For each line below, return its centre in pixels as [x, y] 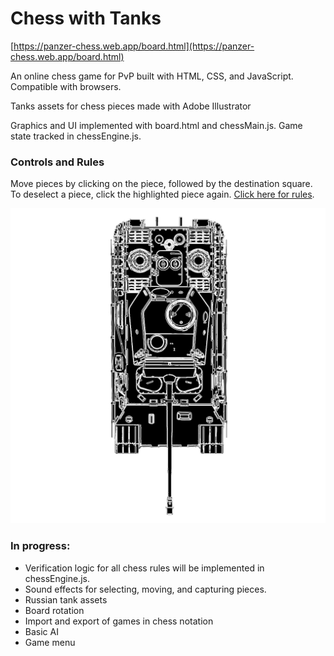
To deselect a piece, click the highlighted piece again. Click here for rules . [162, 194]
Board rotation [54, 610]
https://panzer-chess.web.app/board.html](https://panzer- [134, 46]
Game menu [50, 642]
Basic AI [41, 631]
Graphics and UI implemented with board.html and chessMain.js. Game [156, 125]
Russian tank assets [66, 599]
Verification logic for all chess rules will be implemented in [144, 568]
